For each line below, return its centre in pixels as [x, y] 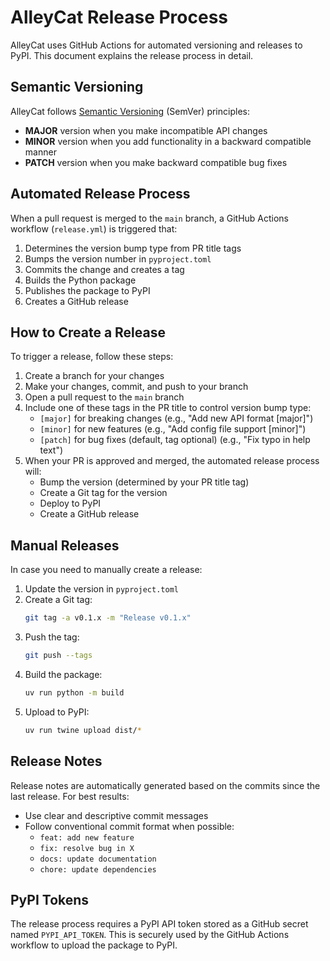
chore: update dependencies [98, 869]
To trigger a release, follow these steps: [92, 357]
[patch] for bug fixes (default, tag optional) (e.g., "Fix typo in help [175, 440]
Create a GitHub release [89, 514]
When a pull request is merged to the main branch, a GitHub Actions [150, 218]
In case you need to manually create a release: [106, 570]
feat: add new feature [87, 837]
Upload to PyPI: [57, 712]
